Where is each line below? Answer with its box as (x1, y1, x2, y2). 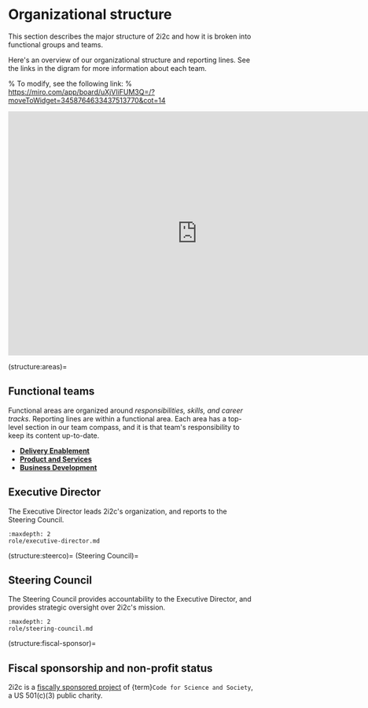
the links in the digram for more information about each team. (8, 63, 207, 72)
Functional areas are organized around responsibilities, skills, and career (8, 406, 244, 415)
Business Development (19, 462, 98, 472)
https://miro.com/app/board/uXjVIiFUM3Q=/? (8, 87, 156, 96)
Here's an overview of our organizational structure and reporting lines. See (8, 55, 250, 65)
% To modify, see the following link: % (8, 79, 132, 88)
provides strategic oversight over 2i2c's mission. (8, 602, 166, 612)
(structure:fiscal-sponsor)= (8, 639, 97, 648)
